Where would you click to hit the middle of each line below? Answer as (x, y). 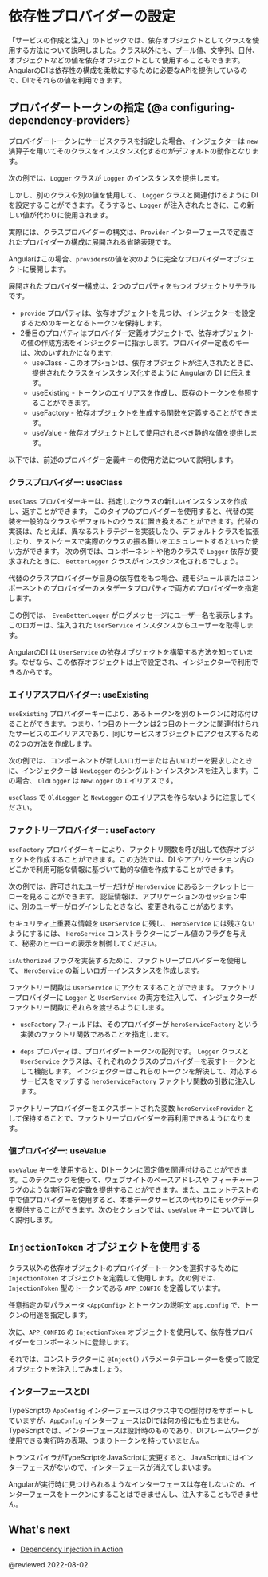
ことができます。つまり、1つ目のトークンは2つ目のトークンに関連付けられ (137, 723)
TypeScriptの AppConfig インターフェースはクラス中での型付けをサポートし (131, 1411)
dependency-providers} (69, 121)
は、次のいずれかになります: (66, 352)
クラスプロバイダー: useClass (66, 482)
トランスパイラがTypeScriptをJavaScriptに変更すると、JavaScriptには (124, 1458)
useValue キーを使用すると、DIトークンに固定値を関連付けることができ (125, 1169)
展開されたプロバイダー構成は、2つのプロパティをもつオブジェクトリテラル (132, 285)
